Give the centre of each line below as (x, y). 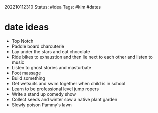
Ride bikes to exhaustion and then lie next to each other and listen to (82, 57)
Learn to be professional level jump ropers (55, 89)
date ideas (27, 27)
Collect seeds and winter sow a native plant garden (65, 99)
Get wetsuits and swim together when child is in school (69, 83)
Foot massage (26, 73)
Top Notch (23, 41)
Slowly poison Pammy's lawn (42, 105)
